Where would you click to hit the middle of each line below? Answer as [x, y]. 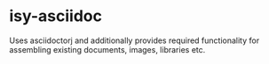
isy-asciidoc [56, 16]
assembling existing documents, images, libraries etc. [107, 49]
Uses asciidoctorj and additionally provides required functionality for [134, 40]
